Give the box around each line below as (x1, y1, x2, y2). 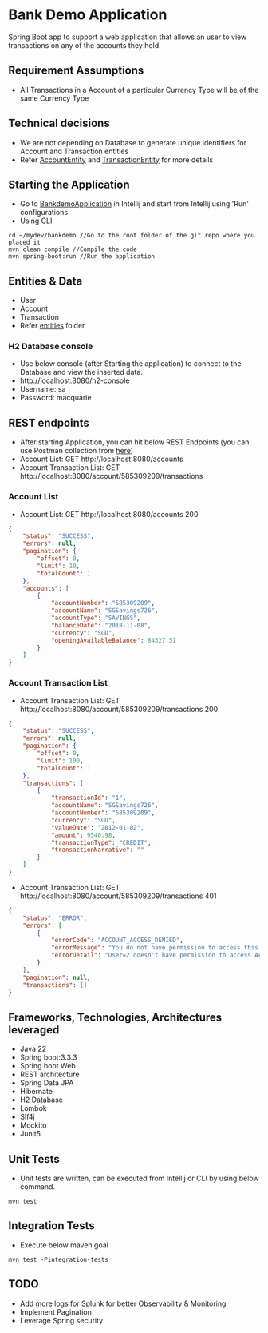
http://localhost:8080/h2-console (19, 376, 130, 385)
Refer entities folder (19, 321, 85, 331)
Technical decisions (8, 117, 110, 130)
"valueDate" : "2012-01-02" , (50, 823, 145, 832)
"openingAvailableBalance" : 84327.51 (50, 636, 177, 644)
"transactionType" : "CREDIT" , (50, 838, 152, 846)
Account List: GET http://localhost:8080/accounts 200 (19, 509, 199, 519)
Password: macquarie (19, 393, 92, 403)
